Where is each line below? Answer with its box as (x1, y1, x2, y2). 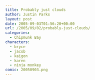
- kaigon (9, 53, 28, 59)
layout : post (5, 16, 32, 21)
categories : (5, 30, 30, 35)
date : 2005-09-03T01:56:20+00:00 (5, 21, 75, 26)
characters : (5, 40, 30, 45)
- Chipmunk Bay (9, 35, 41, 40)
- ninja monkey (9, 63, 41, 68)
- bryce (9, 44, 26, 49)
